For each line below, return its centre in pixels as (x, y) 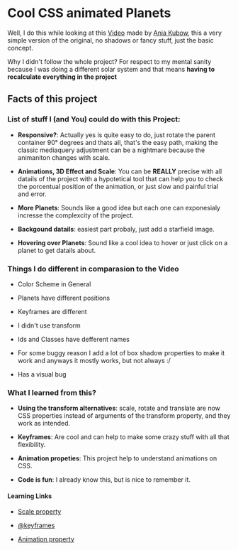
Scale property (39, 512)
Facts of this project (52, 99)
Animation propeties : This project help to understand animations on (117, 458)
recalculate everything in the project (62, 77)
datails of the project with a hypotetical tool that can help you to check (120, 178)
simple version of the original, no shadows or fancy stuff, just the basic (110, 40)
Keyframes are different (52, 311)
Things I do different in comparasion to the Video (93, 269)
